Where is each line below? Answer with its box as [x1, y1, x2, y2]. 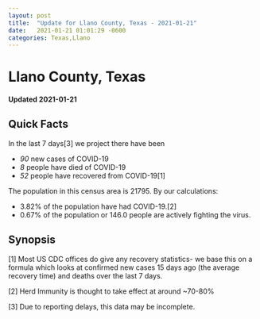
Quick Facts [8, 117, 69, 131]
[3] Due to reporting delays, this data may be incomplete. [8, 302, 196, 311]
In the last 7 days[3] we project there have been [8, 138, 165, 148]
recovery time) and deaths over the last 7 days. [8, 271, 163, 280]
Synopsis [8, 233, 56, 247]
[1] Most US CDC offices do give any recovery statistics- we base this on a [8, 254, 253, 263]
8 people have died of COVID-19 [19, 162, 126, 171]
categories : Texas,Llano [8, 33, 91, 42]
